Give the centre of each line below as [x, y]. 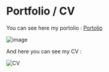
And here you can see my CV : [44, 51]
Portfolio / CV [41, 11]
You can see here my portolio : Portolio [54, 28]
